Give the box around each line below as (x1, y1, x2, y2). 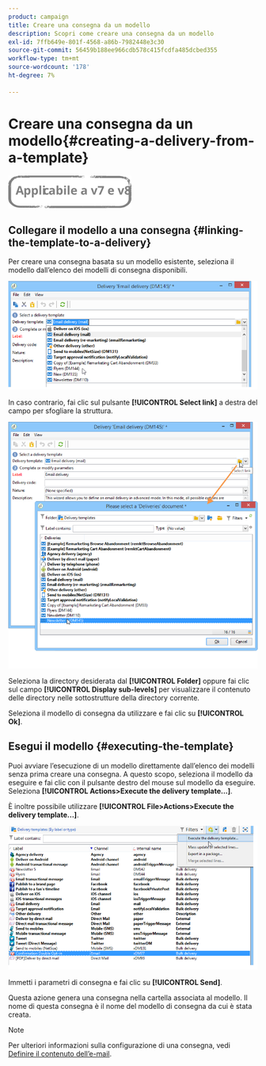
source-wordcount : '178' (8, 63, 90, 71)
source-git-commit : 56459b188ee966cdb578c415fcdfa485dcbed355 (8, 46, 218, 55)
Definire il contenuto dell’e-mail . (8, 1049, 112, 1059)
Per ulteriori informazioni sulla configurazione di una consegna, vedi (8, 1041, 231, 1050)
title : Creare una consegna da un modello (8, 21, 150, 29)
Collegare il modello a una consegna (8, 223, 192, 237)
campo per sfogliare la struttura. (8, 406, 113, 416)
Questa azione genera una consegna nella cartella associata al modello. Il (8, 993, 248, 1003)
